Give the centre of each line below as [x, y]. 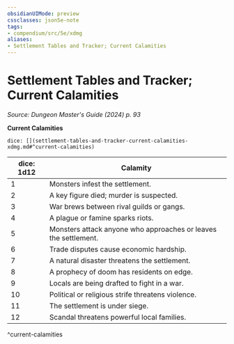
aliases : [20, 40]
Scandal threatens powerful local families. [118, 317]
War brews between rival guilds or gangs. [117, 206]
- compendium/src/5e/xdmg [45, 33]
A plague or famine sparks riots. [101, 218]
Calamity [136, 168]
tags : [15, 26]
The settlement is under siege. [99, 306]
